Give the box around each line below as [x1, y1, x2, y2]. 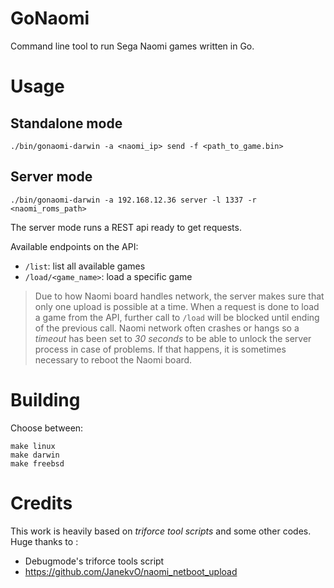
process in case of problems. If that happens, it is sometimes [34, 343, 287, 355]
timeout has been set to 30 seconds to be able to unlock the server [34, 332, 312, 344]
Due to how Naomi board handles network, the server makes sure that [34, 290, 325, 302]
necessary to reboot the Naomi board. [34, 353, 193, 366]
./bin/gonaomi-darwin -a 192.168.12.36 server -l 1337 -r [10, 195, 257, 205]
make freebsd [10, 458, 65, 469]
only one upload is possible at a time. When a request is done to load [34, 300, 320, 312]
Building [10, 388, 81, 411]
